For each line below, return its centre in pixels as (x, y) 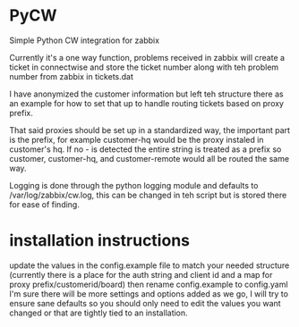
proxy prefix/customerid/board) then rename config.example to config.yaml (149, 284)
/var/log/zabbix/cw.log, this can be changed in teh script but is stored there (148, 195)
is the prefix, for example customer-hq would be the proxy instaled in (137, 139)
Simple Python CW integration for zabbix (84, 40)
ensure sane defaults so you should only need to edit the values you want (145, 303)
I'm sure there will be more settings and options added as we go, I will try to (149, 293)
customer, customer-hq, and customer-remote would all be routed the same (149, 158)
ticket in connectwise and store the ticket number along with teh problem (144, 67)
